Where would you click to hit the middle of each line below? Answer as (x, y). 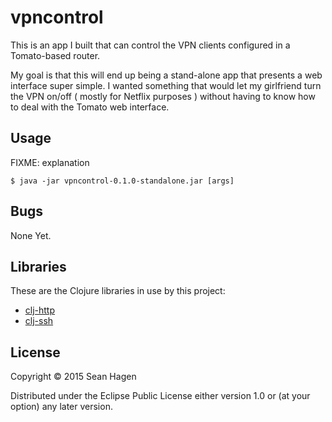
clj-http (40, 310)
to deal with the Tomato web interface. (90, 107)
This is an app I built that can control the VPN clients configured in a (150, 45)
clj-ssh (39, 321)
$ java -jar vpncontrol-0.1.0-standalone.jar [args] (122, 181)
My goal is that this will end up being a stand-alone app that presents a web (166, 75)
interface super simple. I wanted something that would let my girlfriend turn (166, 85)
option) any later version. (61, 407)
